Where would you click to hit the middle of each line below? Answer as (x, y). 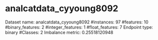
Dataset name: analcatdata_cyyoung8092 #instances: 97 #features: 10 (77, 22)
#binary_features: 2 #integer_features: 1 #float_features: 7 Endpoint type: (79, 27)
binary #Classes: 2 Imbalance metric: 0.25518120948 (59, 32)
